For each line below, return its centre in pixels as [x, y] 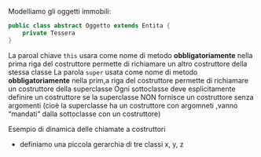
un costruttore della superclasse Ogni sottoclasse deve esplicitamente [122, 89]
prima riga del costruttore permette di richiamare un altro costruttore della [128, 64]
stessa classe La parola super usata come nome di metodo [103, 72]
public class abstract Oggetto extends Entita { [89, 26]
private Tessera [49, 33]
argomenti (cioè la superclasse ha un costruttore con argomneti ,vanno [123, 105]
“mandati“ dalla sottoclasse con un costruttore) [85, 114]
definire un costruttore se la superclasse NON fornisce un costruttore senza [131, 97]
